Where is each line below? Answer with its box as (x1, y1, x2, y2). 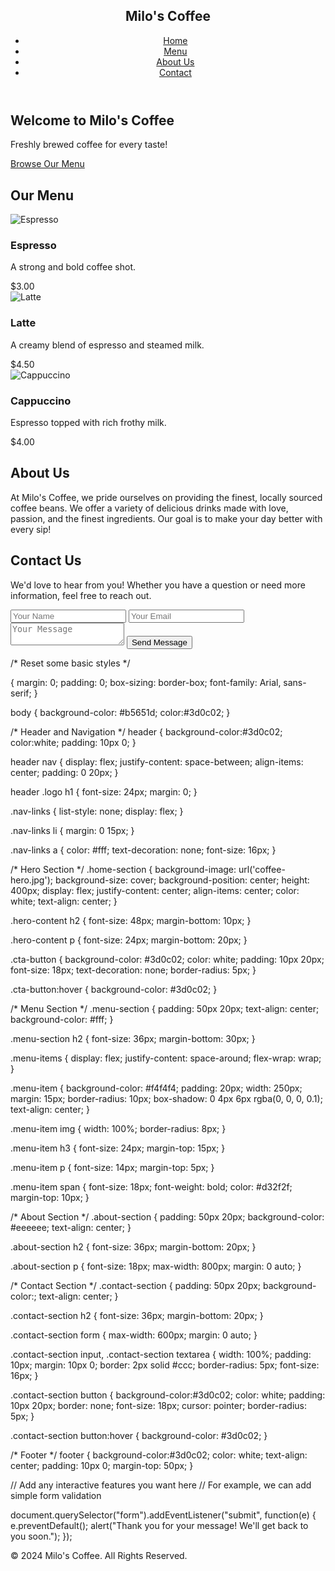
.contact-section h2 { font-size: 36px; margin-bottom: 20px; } (10, 1309, 264, 1321)
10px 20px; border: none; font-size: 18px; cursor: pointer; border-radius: (10, 1399, 308, 1411)
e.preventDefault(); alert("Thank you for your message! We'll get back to (10, 1519, 309, 1531)
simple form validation (10, 1489, 102, 1501)
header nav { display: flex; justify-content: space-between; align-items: (10, 755, 304, 768)
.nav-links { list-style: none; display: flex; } (10, 805, 184, 817)
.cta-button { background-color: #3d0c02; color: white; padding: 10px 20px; (10, 953, 325, 965)
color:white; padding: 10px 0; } (10, 736, 137, 748)
